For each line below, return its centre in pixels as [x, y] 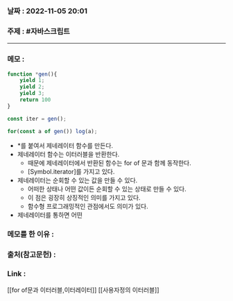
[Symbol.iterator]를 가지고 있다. [71, 171]
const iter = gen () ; [37, 119]
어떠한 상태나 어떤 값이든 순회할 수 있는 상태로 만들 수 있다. [107, 189]
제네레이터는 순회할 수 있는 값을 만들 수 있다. [77, 180]
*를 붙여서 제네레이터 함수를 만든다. [65, 145]
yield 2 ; [32, 87]
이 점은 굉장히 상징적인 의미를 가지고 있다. [84, 197]
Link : [17, 274]
